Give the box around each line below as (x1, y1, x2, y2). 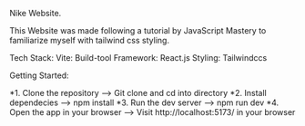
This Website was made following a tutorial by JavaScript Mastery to (9, 25, 267, 35)
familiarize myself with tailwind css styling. (9, 35, 170, 45)
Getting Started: (9, 70, 70, 81)
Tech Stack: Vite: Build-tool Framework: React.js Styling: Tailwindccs (9, 53, 268, 63)
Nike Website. (9, 8, 62, 18)
